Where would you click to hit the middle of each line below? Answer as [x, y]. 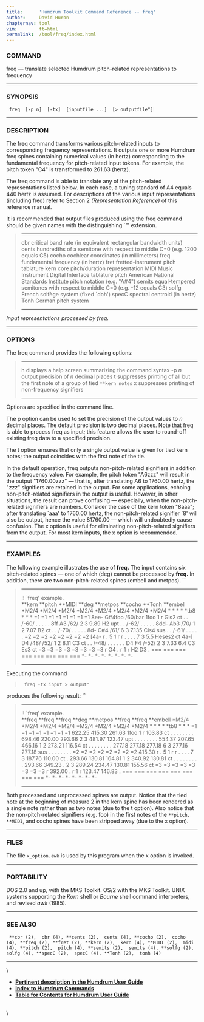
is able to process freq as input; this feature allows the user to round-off [96, 432]
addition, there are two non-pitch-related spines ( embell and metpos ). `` [96, 580]
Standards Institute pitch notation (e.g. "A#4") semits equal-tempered [108, 281]
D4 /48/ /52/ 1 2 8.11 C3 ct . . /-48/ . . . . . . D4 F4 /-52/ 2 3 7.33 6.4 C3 [108, 643]
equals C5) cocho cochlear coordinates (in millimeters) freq [96, 256]
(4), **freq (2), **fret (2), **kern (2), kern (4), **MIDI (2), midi [100, 942]
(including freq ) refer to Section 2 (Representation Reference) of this [92, 200]
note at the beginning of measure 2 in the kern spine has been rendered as [100, 802]
